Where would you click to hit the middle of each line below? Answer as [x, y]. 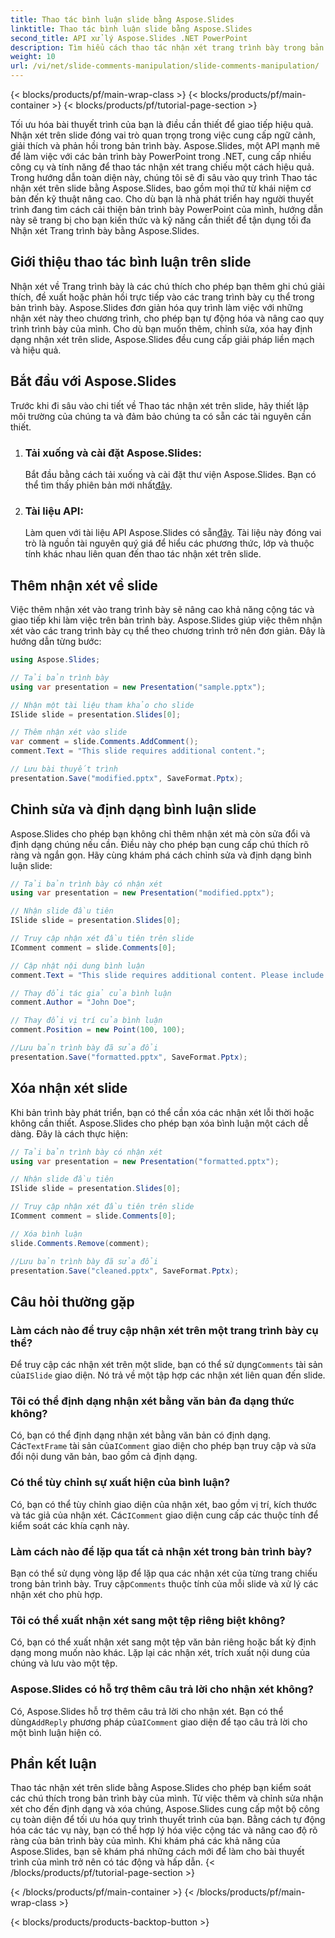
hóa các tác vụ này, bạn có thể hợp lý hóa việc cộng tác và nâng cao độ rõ [164, 1830]
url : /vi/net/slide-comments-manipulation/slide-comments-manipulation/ [165, 66]
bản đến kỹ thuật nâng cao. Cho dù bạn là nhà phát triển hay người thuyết [162, 199]
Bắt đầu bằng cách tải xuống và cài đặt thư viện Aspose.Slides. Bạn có [170, 474]
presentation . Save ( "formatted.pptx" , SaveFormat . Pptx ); [129, 1057]
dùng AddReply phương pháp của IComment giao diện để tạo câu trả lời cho [159, 1722]
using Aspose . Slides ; [55, 660]
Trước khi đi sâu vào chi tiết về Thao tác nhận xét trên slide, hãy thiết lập [160, 405]
